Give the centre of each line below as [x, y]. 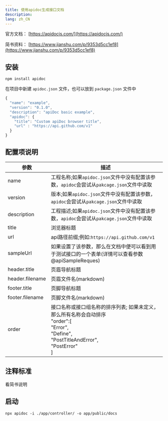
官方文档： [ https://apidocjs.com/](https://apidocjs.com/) [64, 34]
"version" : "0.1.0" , [31, 107]
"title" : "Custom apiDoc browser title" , [58, 121]
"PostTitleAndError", [74, 340]
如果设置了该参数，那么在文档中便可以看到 [101, 246]
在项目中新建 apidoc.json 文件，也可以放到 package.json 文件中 [71, 89]
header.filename [27, 279]
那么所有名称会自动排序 [78, 314]
